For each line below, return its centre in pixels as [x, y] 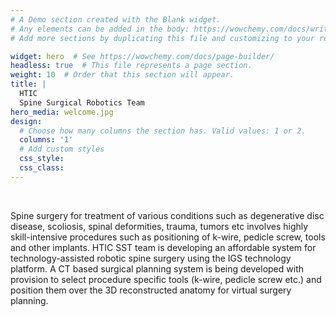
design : [26, 121]
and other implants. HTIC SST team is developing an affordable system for [163, 247]
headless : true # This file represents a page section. [131, 66]
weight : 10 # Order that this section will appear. [122, 75]
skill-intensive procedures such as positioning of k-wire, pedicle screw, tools [168, 237]
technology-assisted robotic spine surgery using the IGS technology [151, 258]
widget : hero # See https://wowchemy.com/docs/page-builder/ [142, 56]
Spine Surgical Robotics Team [82, 102]
